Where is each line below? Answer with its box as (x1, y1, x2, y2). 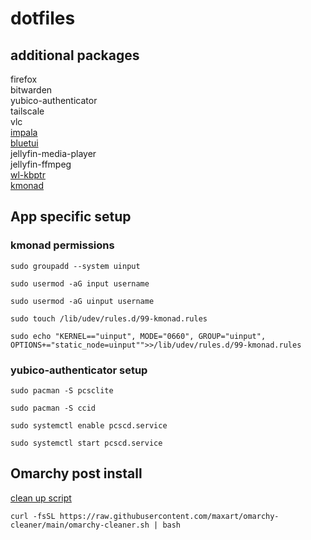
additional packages (10, 47, 140, 64)
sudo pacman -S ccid (10, 403, 97, 413)
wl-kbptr (10, 169, 46, 181)
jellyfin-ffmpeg (10, 158, 72, 170)
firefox (10, 73, 38, 85)
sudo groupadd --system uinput (10, 261, 141, 271)
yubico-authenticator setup (10, 363, 148, 377)
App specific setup (10, 208, 132, 226)
